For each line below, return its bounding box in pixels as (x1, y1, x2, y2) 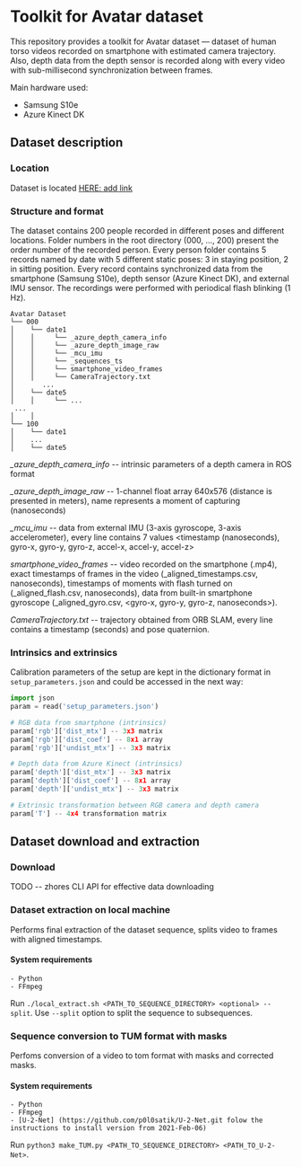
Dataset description (10, 135, 124, 150)
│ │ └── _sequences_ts (10, 357, 124, 366)
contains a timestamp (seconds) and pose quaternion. (10, 623, 210, 634)
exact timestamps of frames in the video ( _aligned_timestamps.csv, (10, 568, 259, 579)
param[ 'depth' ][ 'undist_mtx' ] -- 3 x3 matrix (10, 784, 179, 794)
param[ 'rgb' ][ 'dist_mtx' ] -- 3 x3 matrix (10, 726, 164, 736)
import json (10, 694, 55, 703)
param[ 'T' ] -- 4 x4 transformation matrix (10, 809, 168, 818)
